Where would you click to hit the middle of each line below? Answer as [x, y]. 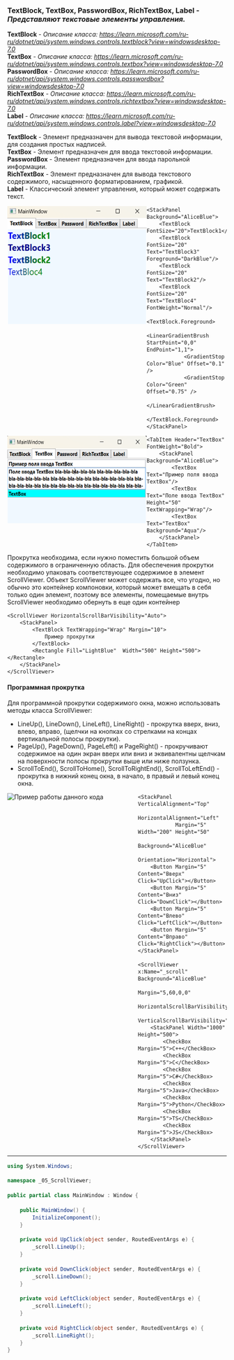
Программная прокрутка [46, 687]
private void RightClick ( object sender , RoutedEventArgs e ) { [112, 1328]
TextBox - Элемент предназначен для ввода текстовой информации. [110, 152]
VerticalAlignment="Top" [174, 804]
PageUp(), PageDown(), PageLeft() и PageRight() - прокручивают [112, 746]
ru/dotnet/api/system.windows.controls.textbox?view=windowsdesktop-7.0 [115, 64]
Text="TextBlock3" [173, 252]
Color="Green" [167, 385]
